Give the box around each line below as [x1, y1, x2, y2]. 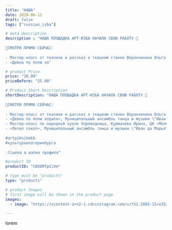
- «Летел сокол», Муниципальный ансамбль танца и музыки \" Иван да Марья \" [5, 126, 170, 131]
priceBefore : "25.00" [5, 79, 52, 84]
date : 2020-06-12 [5, 12, 42, 17]
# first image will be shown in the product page [5, 192, 114, 197]
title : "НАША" [5, 7, 36, 13]
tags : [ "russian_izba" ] [5, 22, 56, 27]
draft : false [5, 17, 33, 22]
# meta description [5, 31, 47, 36]
